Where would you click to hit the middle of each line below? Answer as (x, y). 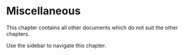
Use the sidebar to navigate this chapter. (56, 45)
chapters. (18, 33)
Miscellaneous (43, 11)
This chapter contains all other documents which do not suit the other (92, 27)
